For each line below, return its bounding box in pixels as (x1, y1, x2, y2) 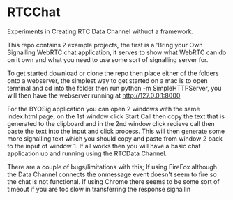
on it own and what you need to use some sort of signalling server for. (7, 55, 209, 63)
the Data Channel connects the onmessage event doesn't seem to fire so (7, 170, 218, 178)
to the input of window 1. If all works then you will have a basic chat (7, 141, 201, 150)
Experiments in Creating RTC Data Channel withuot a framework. (7, 27, 194, 36)
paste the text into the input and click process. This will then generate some (7, 127, 225, 135)
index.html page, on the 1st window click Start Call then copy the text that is (7, 112, 225, 121)
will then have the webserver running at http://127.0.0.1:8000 (7, 91, 181, 100)
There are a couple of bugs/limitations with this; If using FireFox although (7, 162, 218, 171)
